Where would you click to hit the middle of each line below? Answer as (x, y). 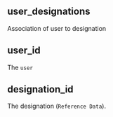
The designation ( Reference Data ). (57, 106)
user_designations (49, 12)
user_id (24, 51)
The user (20, 67)
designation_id (40, 89)
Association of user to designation (57, 28)
